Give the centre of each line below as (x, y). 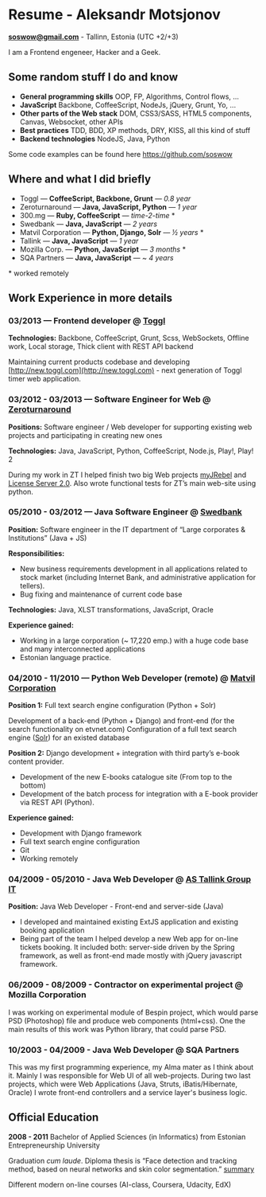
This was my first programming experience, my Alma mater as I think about (131, 1067)
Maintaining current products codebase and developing (99, 362)
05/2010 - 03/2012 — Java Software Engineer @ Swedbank (125, 512)
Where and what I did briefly (80, 180)
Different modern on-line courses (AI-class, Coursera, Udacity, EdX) (120, 1184)
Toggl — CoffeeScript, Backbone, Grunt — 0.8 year (105, 198)
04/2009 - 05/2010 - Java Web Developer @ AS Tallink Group (130, 879)
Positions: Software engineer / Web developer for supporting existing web (130, 427)
